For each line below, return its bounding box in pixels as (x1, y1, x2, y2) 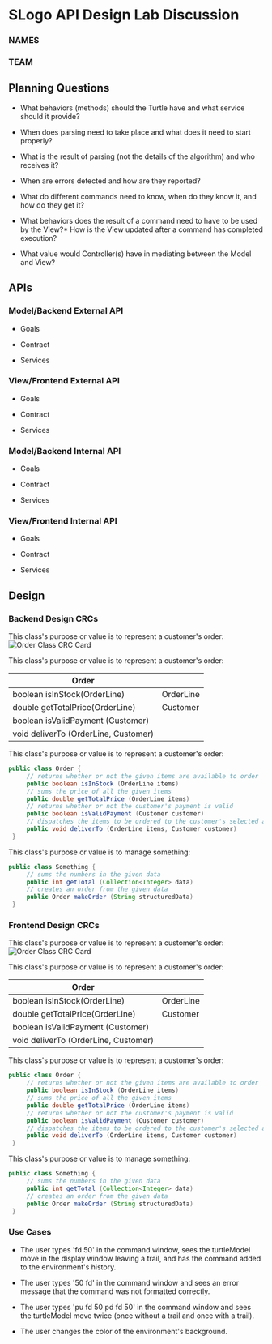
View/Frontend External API (8, 375, 120, 387)
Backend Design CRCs (8, 613, 99, 624)
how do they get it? (19, 200, 85, 210)
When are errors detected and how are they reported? (19, 176, 201, 186)
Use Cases (8, 1226, 52, 1238)
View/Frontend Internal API (8, 516, 117, 527)
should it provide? (19, 111, 80, 121)
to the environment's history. (19, 1262, 117, 1272)
